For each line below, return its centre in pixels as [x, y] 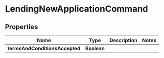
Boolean [95, 48]
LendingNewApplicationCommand [77, 9]
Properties [22, 27]
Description [123, 40]
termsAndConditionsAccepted [44, 48]
